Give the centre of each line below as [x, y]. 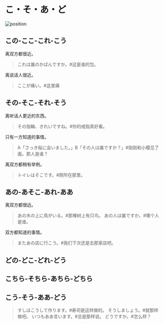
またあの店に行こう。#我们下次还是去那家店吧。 [66, 243]
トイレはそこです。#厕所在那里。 [51, 175]
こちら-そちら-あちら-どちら [49, 279]
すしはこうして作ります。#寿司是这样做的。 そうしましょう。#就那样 [88, 310]
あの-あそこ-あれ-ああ [39, 192]
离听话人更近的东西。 [27, 116]
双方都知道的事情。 [25, 232]
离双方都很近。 [20, 54]
